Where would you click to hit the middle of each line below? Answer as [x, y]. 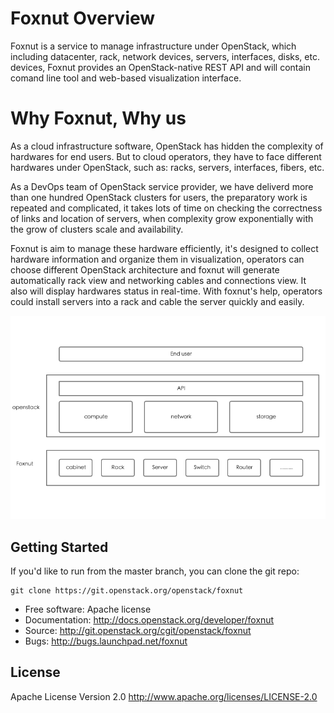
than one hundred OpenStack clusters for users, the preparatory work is [159, 197]
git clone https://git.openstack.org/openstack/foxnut [127, 591]
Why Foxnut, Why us [98, 118]
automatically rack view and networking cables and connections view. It [158, 280]
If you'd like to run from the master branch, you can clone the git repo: [155, 571]
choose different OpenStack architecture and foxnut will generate [145, 269]
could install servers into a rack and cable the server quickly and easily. [157, 301]
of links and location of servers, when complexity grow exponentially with [162, 218]
